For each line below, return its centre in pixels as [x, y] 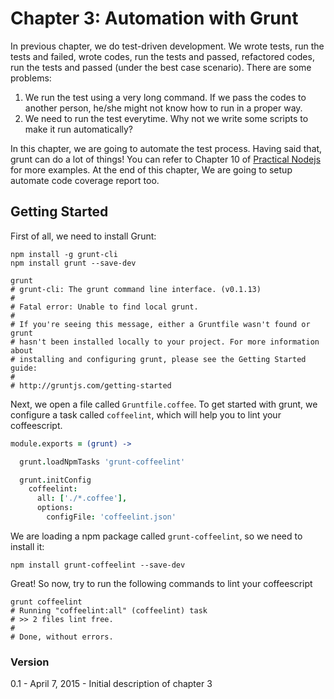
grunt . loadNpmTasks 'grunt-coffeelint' [102, 462]
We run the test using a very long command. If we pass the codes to [165, 97]
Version [30, 662]
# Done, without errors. [62, 637]
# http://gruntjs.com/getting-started [91, 385]
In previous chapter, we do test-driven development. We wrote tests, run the [167, 46]
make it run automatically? [79, 129]
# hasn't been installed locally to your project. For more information [165, 342]
